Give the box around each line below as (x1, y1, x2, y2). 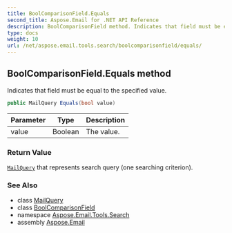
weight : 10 (7, 36, 39, 43)
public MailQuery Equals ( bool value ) (7, 100, 116, 106)
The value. (86, 127, 120, 136)
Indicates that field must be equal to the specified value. (7, 86, 167, 94)
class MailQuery (17, 196, 64, 205)
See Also (7, 180, 38, 190)
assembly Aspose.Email (17, 218, 85, 227)
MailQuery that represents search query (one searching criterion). (7, 163, 193, 171)
